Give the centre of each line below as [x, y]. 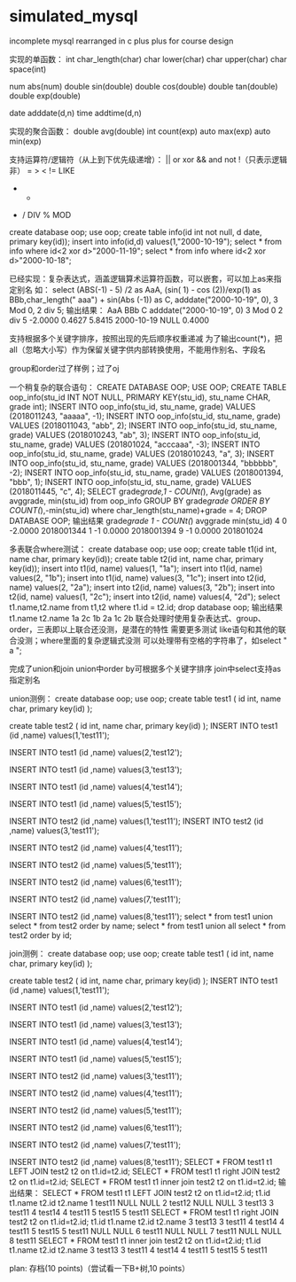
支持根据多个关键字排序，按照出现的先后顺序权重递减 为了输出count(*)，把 [146, 338]
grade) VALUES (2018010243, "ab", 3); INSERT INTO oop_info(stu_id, [135, 434]
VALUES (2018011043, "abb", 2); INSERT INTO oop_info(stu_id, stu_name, [143, 425]
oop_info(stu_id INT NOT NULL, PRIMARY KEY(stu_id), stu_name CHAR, [140, 397]
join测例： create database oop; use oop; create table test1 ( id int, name [142, 953]
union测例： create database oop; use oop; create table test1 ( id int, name [145, 699]
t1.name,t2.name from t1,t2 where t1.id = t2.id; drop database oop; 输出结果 [146, 607]
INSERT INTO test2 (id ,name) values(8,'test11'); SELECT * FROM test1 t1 [141, 1161]
